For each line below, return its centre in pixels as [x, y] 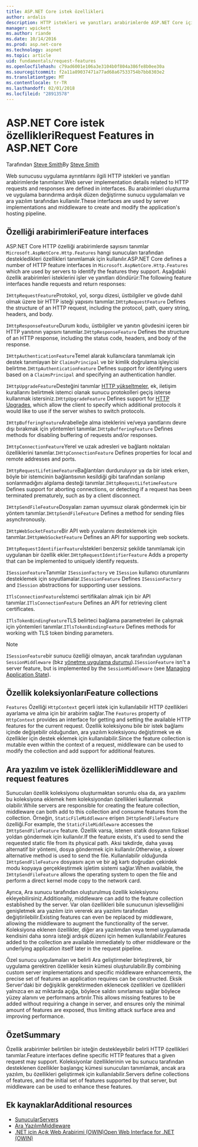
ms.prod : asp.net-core [34, 45]
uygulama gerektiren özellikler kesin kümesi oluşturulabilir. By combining [93, 966]
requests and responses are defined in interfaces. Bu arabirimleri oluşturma [98, 188]
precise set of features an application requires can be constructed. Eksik [94, 979]
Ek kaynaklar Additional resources [69, 1105]
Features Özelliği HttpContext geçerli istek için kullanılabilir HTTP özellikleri [97, 707]
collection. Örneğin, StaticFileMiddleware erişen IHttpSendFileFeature [92, 818]
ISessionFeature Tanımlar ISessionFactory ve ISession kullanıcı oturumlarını [98, 572]
